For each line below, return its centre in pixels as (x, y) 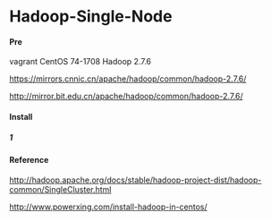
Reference (29, 159)
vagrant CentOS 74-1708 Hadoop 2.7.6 (80, 62)
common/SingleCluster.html (60, 189)
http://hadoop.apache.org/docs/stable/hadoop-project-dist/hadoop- (135, 180)
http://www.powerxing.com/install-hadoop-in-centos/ (108, 207)
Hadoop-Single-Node (91, 17)
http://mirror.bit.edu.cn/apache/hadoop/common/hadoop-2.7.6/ (126, 97)
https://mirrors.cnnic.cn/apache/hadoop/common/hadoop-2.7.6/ (128, 79)
